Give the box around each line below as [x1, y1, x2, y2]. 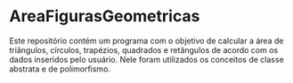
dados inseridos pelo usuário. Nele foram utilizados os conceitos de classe [9, 54, 285, 64]
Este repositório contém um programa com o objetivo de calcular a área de [9, 35, 284, 46]
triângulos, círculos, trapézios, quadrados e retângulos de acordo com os [9, 44, 279, 55]
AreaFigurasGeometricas [9, 6, 200, 26]
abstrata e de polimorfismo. [9, 64, 111, 74]
